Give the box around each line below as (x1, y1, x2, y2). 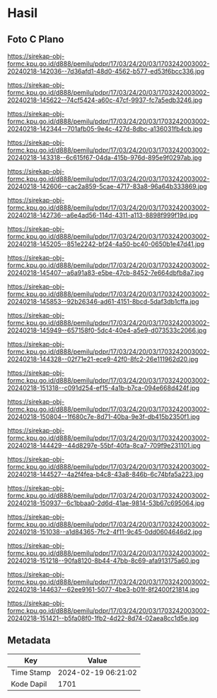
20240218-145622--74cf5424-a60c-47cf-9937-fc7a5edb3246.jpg (7, 96, 203, 104)
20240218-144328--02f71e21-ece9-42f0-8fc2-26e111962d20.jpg (7, 355, 199, 363)
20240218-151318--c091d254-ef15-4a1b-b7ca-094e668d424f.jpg (7, 384, 200, 392)
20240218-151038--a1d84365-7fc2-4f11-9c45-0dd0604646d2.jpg (7, 528, 203, 536)
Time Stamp (11, 668, 52, 677)
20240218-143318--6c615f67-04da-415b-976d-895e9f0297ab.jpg (7, 154, 202, 162)
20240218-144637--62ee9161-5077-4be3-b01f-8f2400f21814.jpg (7, 585, 199, 593)
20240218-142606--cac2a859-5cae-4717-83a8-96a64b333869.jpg (7, 182, 207, 191)
